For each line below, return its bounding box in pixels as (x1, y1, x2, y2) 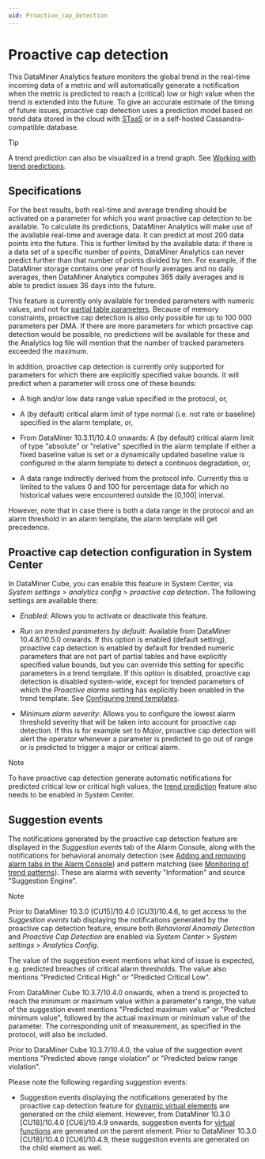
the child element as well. (19, 1143, 103, 1152)
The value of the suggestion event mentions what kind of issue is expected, (8, 956, 255, 965)
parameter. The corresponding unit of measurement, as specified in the (8, 1021, 241, 1031)
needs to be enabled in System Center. (8, 790, 135, 800)
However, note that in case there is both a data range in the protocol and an (8, 506, 255, 515)
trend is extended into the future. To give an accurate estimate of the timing (8, 97, 255, 107)
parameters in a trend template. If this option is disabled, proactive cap (19, 669, 251, 678)
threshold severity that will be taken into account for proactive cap (19, 718, 237, 727)
